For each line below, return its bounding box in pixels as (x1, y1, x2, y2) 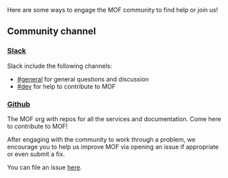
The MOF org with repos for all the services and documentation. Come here (7, 114, 222, 123)
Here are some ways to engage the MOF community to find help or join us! (7, 6, 218, 14)
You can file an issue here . (7, 163, 82, 171)
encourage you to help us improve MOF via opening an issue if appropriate (7, 142, 219, 151)
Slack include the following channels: (7, 62, 113, 70)
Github (7, 99, 31, 109)
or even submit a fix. (7, 150, 65, 158)
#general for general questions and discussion (16, 75, 149, 83)
